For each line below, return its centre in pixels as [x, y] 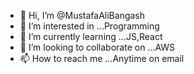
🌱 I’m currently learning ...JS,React [91, 36]
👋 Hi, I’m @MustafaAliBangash [82, 15]
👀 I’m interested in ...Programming [89, 26]
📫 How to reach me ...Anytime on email [102, 58]
